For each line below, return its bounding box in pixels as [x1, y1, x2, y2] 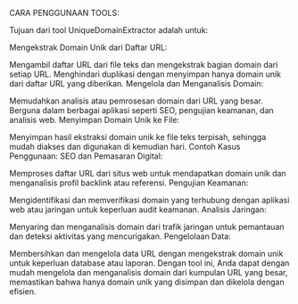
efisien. [9, 286, 37, 297]
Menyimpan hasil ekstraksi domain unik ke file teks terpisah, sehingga [9, 132, 267, 142]
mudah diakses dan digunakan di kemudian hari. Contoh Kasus [9, 142, 241, 152]
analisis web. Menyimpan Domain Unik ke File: [9, 115, 180, 125]
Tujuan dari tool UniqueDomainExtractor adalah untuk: [9, 25, 209, 35]
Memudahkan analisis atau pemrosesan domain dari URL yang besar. [9, 95, 263, 106]
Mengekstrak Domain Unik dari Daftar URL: [9, 42, 168, 53]
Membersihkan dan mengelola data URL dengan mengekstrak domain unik [9, 249, 284, 259]
